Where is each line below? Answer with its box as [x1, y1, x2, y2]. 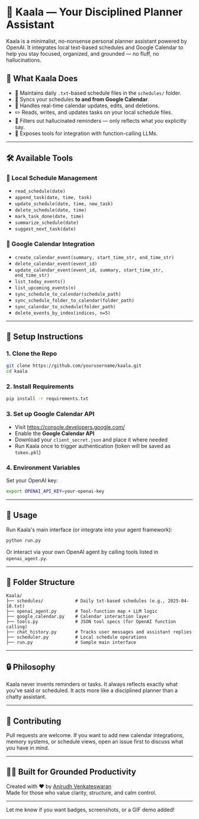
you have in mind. [6, 744, 49, 751]
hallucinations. [6, 56, 41, 63]
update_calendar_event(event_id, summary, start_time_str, [14, 267, 164, 273]
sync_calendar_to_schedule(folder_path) [14, 303, 116, 310]
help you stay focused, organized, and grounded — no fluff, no [6, 50, 159, 57]
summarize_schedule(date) [14, 220, 79, 226]
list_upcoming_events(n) [14, 284, 76, 291]
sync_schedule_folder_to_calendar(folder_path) [14, 297, 134, 303]
